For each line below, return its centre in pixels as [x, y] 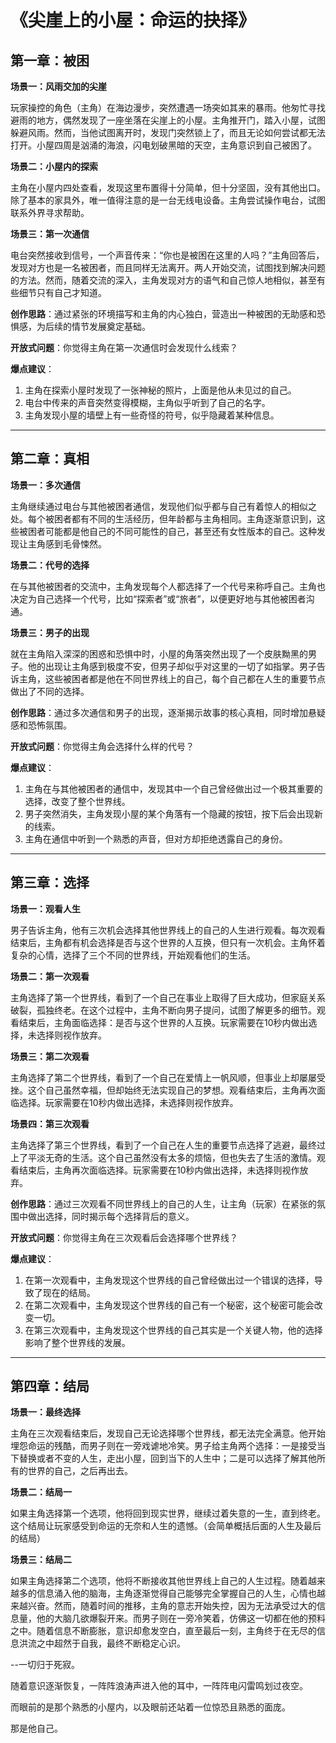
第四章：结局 [50, 1386]
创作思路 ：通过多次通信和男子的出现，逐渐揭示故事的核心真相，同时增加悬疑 [168, 712]
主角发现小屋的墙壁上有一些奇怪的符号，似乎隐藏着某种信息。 [152, 415]
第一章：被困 [50, 60]
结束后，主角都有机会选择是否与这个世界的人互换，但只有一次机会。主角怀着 [168, 942]
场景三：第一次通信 [50, 234]
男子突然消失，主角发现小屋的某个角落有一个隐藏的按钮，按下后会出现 [169, 813]
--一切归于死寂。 [45, 1665]
